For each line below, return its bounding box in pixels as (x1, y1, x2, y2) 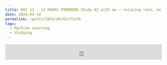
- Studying (9, 30, 32, 35)
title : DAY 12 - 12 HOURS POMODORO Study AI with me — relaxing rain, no (5, 7, 162, 12)
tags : (5, 21, 16, 26)
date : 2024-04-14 (5, 12, 41, 17)
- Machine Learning (9, 26, 50, 31)
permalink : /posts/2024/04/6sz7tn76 (5, 16, 81, 21)
